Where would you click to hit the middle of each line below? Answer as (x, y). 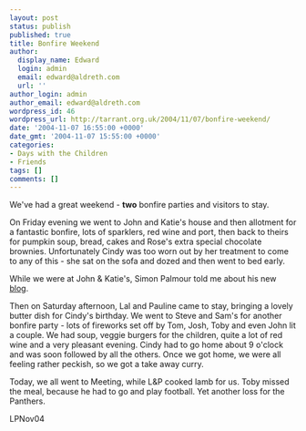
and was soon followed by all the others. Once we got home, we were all (145, 354)
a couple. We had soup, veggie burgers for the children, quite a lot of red (146, 335)
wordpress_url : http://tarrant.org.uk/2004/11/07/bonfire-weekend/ (140, 119)
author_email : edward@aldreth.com (75, 103)
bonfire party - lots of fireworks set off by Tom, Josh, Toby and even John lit (153, 325)
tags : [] (26, 170)
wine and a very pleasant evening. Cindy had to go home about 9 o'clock (147, 345)
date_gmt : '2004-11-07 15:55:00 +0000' (85, 137)
